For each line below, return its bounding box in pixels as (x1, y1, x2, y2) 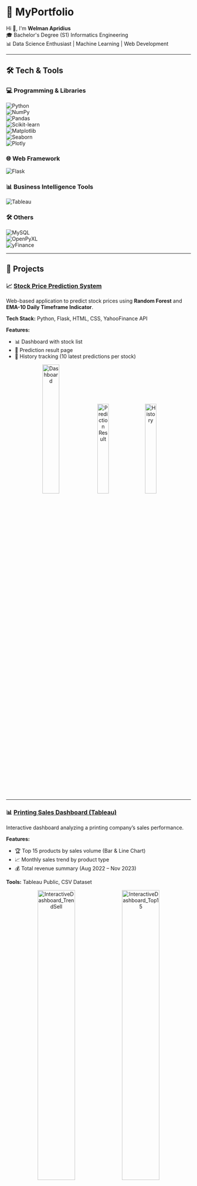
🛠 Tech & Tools (6, 66, 63, 76)
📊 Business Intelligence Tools (6, 182, 94, 190)
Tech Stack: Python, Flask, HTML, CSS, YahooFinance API (6, 315, 148, 322)
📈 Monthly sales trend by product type (14, 856, 110, 863)
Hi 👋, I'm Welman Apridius (6, 25, 71, 32)
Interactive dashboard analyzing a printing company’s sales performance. (6, 824, 184, 831)
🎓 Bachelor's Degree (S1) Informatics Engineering (6, 31, 128, 38)
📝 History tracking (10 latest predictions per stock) (14, 353, 136, 360)
